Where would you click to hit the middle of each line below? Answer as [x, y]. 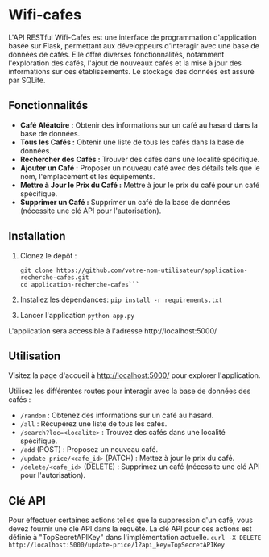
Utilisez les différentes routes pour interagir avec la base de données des [130, 391]
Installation [37, 236]
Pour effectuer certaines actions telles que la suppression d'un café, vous [131, 520]
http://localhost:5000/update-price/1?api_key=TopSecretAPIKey [117, 545]
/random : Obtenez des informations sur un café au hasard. [117, 415]
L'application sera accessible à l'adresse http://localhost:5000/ [113, 331]
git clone [37, 270]
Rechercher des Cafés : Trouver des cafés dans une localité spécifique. [140, 159]
